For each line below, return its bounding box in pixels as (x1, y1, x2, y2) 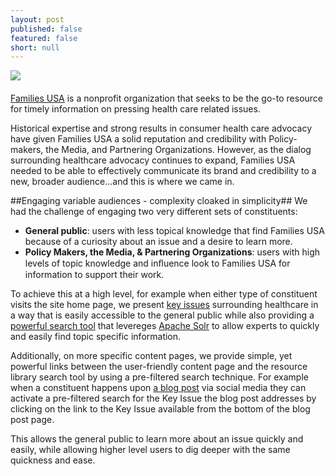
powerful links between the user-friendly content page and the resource (10, 361, 308, 373)
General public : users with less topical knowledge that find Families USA (24, 225, 325, 237)
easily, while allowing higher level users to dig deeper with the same (10, 444, 291, 456)
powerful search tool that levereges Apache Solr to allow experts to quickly (10, 320, 320, 332)
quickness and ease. (10, 454, 96, 466)
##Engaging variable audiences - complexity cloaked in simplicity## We (10, 195, 308, 207)
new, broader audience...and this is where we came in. (10, 176, 235, 188)
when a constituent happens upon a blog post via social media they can (10, 382, 307, 394)
